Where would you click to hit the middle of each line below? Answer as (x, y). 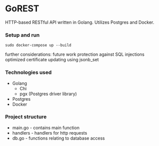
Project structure (26, 117)
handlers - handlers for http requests (50, 133)
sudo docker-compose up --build (38, 45)
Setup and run (22, 35)
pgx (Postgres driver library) (48, 94)
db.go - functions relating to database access (58, 138)
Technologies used (28, 73)
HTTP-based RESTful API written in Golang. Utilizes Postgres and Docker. (79, 22)
